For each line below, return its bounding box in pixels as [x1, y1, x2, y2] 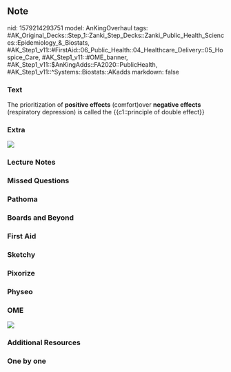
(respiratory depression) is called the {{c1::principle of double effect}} [7, 108, 205, 116]
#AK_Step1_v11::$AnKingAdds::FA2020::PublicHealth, [7, 60, 158, 68]
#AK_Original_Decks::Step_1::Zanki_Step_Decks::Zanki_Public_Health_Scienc [7, 31, 225, 39]
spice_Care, [7, 53, 41, 61]
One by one [7, 356, 47, 366]
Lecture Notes [7, 158, 56, 167]
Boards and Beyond [7, 213, 74, 223]
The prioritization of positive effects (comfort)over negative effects [7, 101, 201, 109]
